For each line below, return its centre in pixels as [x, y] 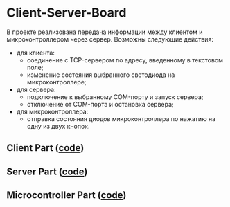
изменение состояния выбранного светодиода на [101, 75]
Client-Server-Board [67, 13]
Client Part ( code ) [45, 148]
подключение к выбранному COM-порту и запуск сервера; [115, 97]
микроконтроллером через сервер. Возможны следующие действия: [110, 39]
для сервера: [36, 89]
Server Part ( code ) [47, 171]
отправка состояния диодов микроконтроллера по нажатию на [121, 118]
